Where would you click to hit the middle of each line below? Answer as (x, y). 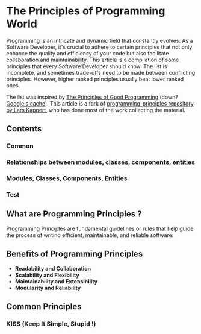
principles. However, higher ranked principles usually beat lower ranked (95, 79)
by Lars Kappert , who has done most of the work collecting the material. (96, 110)
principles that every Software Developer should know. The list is (87, 66)
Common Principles (44, 307)
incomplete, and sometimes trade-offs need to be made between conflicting (101, 72)
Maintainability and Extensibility (56, 281)
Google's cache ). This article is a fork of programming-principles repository (100, 103)
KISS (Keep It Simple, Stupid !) (51, 324)
